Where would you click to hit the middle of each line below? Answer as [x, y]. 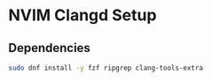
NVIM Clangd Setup [82, 15]
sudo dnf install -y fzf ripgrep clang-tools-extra [106, 68]
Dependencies [49, 48]
